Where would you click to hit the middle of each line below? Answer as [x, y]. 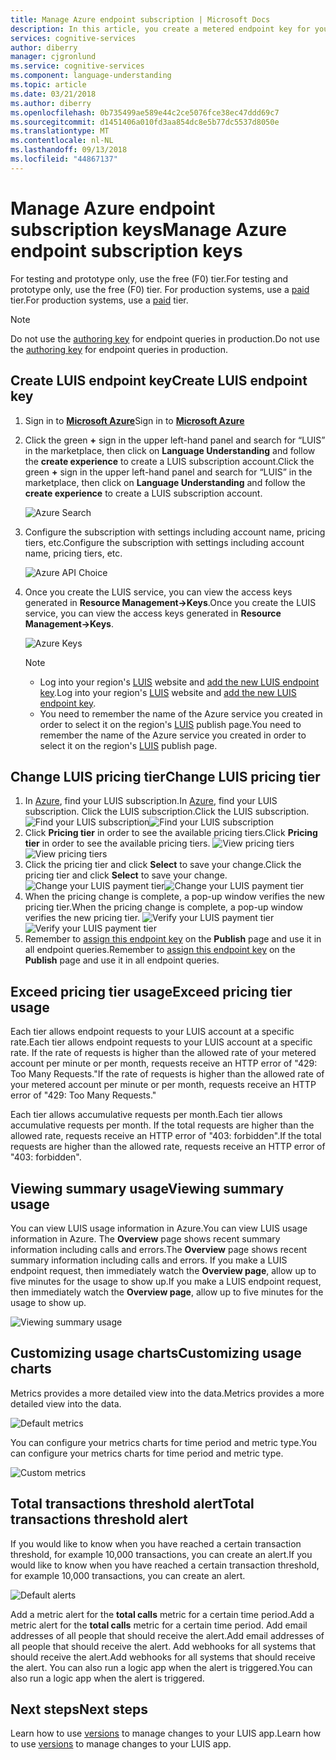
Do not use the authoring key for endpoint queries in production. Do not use [165, 338]
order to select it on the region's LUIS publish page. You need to [170, 724]
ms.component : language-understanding [91, 76]
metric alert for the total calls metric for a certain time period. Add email [159, 1625]
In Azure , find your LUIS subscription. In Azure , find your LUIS [151, 801]
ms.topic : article [48, 85]
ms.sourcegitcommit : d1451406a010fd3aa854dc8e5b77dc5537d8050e [145, 122]
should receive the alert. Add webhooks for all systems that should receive [163, 1657]
